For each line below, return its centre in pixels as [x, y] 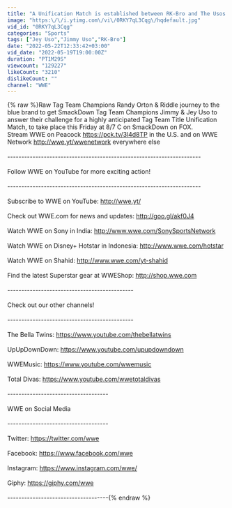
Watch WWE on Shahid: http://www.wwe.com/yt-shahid [88, 261]
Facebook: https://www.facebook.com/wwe [70, 454]
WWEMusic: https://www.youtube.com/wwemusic [79, 364]
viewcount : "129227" [37, 66]
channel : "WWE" [29, 85]
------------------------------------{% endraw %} [79, 498]
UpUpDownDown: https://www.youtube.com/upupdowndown [95, 350]
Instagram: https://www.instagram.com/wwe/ [72, 468]
